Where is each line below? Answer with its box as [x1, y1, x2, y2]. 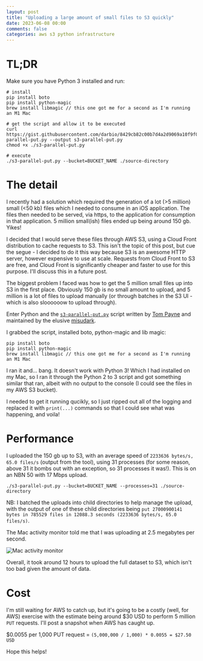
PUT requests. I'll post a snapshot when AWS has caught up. [6, 619, 155, 626]
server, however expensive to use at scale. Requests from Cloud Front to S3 [6, 255, 195, 262]
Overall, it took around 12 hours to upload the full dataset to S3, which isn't [6, 558, 192, 566]
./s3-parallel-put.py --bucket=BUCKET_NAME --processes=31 [6, 482, 158, 489]
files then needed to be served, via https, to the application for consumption [6, 211, 196, 218]
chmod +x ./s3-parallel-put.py [6, 142, 85, 148]
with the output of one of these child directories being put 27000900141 [6, 505, 182, 512]
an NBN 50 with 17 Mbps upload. [6, 471, 88, 478]
